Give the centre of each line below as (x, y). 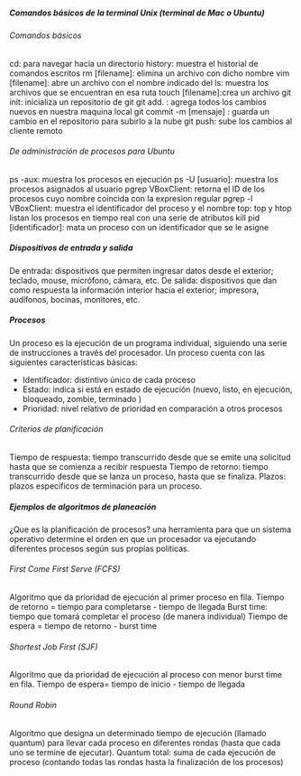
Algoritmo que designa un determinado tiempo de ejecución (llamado (138, 733)
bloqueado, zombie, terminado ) (82, 398)
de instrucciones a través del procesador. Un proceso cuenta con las (137, 352)
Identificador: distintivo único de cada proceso (109, 379)
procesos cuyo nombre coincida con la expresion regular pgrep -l (131, 198)
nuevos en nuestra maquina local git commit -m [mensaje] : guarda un (140, 111)
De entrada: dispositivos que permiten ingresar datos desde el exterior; (141, 270)
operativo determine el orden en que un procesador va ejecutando (133, 538)
